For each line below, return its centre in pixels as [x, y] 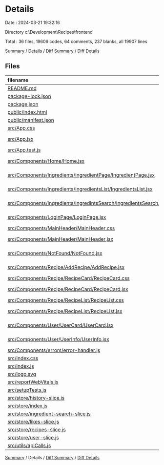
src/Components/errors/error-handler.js [54, 350]
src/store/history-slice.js [36, 398]
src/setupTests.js [27, 390]
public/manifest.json [31, 120]
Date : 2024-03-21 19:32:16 [32, 22]
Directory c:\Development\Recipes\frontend [49, 32]
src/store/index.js [28, 405]
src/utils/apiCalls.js [29, 445]
